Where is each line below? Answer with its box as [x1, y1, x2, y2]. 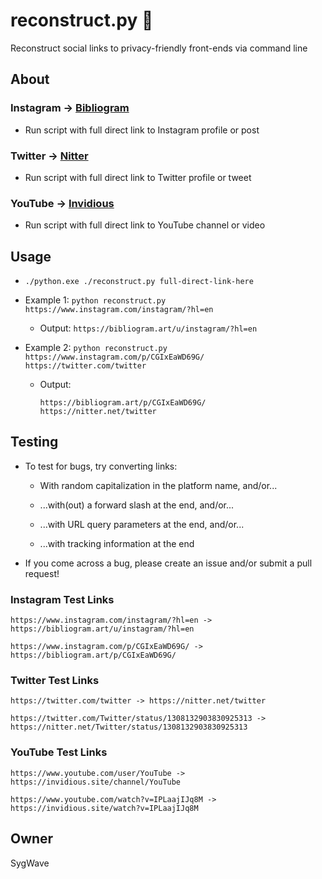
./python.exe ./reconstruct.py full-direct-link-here [24, 277, 254, 287]
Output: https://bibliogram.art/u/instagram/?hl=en [39, 322, 258, 334]
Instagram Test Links [10, 592, 115, 606]
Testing [10, 434, 59, 451]
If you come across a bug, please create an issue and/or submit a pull [24, 557, 313, 569]
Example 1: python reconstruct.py [24, 294, 167, 306]
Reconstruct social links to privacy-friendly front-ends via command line [10, 42, 308, 54]
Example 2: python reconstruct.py [24, 342, 168, 354]
